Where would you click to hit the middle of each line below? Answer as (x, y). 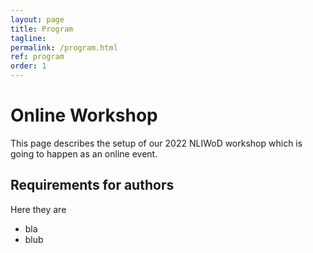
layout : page (37, 19)
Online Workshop (84, 115)
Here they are (38, 209)
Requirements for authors (92, 185)
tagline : (28, 38)
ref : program (37, 57)
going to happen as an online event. (84, 153)
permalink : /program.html (64, 47)
